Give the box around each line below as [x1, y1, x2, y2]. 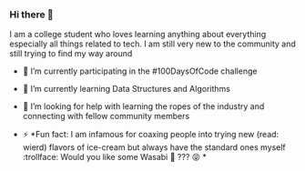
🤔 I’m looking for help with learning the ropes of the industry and [22, 101, 265, 112]
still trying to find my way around [9, 48, 133, 59]
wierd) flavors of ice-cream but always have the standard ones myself [22, 142, 287, 153]
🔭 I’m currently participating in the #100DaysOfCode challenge [22, 65, 258, 76]
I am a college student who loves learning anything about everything [9, 29, 267, 40]
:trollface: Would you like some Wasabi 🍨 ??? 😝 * [22, 152, 208, 163]
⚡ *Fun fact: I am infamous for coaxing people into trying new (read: [22, 129, 280, 140]
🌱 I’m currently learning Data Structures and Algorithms [22, 84, 230, 95]
